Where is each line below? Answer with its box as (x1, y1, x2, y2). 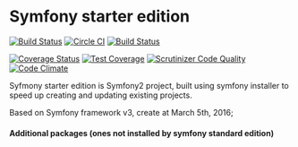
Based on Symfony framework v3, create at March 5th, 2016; (9, 107, 234, 117)
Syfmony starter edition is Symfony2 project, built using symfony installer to (9, 80, 289, 91)
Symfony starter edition (9, 6, 191, 27)
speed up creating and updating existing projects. (9, 90, 192, 100)
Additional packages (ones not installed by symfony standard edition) (9, 127, 275, 138)
